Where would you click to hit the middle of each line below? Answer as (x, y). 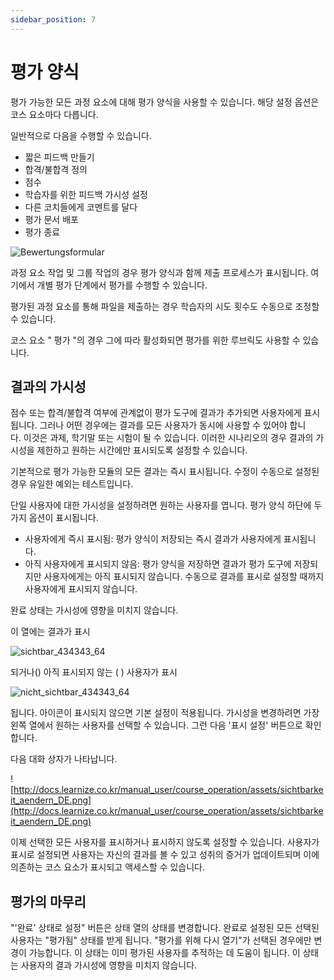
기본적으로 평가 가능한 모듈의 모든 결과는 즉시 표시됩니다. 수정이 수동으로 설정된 (165, 472)
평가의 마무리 (48, 901)
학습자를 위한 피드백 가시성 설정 (86, 194)
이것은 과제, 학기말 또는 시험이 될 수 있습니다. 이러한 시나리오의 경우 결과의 (168, 438)
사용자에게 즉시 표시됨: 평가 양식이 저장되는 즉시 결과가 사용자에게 (153, 539)
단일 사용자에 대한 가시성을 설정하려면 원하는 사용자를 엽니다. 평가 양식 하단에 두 (166, 505)
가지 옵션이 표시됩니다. (54, 518)
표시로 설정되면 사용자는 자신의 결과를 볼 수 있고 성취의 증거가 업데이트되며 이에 (165, 855)
